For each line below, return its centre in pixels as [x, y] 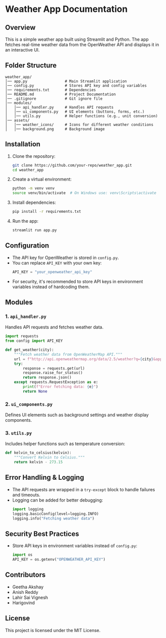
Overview [21, 28]
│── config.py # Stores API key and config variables [76, 85]
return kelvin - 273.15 [39, 462]
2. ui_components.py [29, 404]
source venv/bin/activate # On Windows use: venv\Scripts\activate [84, 193]
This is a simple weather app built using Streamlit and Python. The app [77, 39]
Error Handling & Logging [45, 478]
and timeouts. [26, 495]
